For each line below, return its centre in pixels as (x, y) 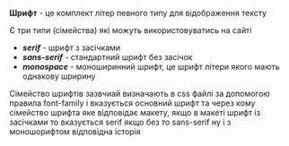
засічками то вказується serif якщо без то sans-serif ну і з (120, 122)
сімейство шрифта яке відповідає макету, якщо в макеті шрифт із (135, 112)
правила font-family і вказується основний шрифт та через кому (132, 103)
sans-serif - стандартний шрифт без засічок (107, 57)
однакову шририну (59, 76)
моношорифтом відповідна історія (75, 132)
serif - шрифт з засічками (71, 47)
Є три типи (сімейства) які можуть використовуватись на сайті (131, 30)
